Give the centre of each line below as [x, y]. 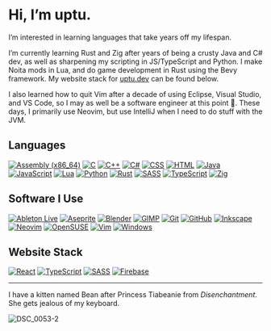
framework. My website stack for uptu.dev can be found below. [114, 78]
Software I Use [46, 199]
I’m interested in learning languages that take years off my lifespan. [120, 37]
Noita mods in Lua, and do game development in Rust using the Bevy [123, 69]
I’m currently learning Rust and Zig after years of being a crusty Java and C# [135, 52]
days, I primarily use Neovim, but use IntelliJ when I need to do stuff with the [135, 111]
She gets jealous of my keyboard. [64, 304]
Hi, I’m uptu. [50, 15]
